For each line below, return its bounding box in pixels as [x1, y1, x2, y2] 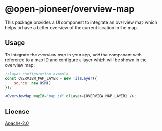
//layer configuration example [5, 72, 69, 76]
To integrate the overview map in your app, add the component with [5, 52, 142, 57]
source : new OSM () [14, 80, 51, 86]
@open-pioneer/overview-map [5, 3, 135, 15]
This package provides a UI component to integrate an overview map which [5, 19, 157, 25]
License [5, 107, 30, 115]
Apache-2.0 [5, 120, 29, 126]
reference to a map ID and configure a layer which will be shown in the [5, 57, 147, 63]
